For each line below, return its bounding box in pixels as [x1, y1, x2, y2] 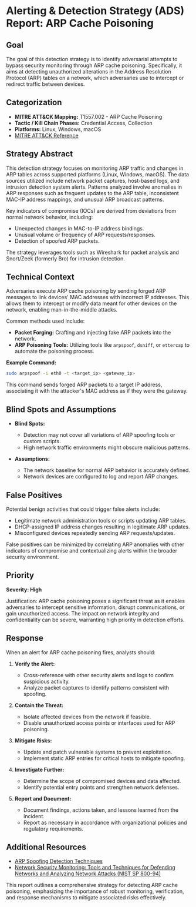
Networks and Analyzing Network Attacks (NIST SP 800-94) [14, 870, 161, 877]
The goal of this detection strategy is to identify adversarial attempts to [6, 56, 178, 62]
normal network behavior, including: [6, 213, 93, 220]
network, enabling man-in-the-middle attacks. [6, 306, 118, 313]
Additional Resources [6, 842, 86, 852]
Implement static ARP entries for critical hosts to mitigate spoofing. [23, 754, 185, 762]
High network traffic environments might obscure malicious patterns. [23, 444, 190, 451]
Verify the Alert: [14, 660, 55, 667]
